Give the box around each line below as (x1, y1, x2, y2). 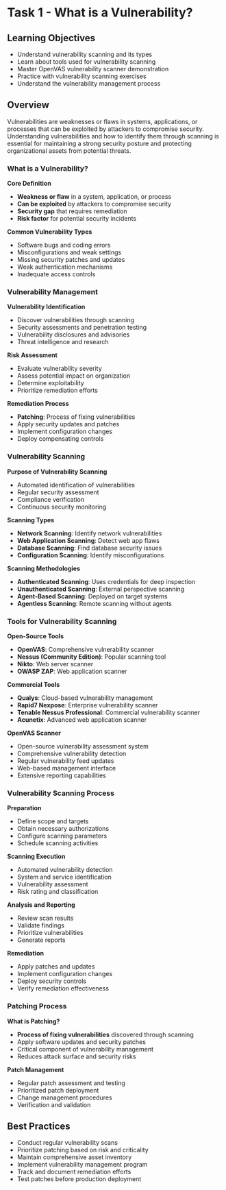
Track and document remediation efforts (16, 1167, 131, 1176)
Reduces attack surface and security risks (16, 1052, 136, 1060)
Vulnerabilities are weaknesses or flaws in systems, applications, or (7, 117, 198, 125)
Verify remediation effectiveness (16, 984, 110, 993)
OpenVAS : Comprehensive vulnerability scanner (16, 646, 154, 653)
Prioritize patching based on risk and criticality (16, 1146, 149, 1154)
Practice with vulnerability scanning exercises (16, 72, 147, 80)
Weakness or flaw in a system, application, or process (16, 193, 172, 201)
